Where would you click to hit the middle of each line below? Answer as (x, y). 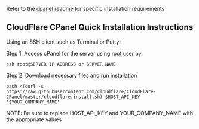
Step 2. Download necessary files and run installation (72, 75)
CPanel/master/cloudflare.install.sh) (54, 97)
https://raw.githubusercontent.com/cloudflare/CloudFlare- (81, 91)
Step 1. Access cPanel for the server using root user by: (75, 53)
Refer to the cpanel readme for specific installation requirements (85, 9)
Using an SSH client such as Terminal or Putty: (64, 42)
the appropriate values (34, 119)
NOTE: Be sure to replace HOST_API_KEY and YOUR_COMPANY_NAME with (99, 113)
